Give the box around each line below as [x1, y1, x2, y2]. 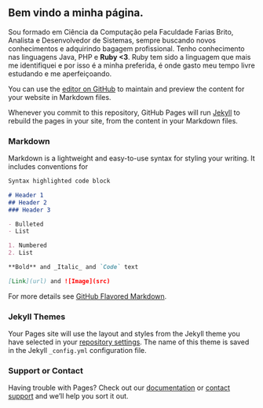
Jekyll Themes [8, 311, 66, 322]
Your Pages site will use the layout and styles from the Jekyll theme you [8, 329, 241, 339]
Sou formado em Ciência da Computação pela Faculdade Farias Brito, [8, 27, 234, 36]
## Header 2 [8, 198, 47, 207]
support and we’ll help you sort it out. [8, 391, 129, 401]
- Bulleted [8, 220, 44, 228]
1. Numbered [8, 241, 47, 250]
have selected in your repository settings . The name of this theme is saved [8, 337, 250, 347]
